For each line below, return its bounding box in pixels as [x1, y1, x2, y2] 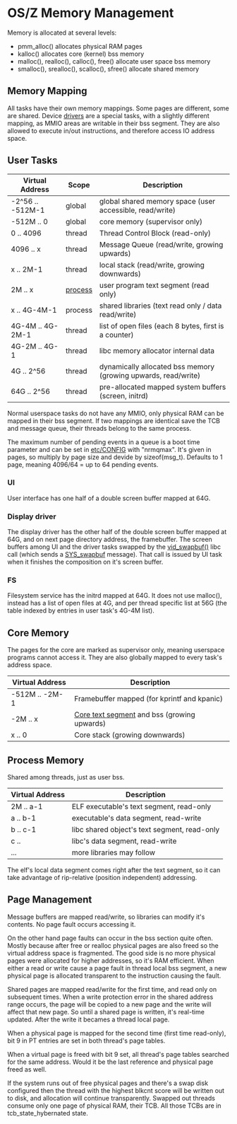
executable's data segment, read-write [71, 813, 202, 823]
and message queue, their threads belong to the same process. [7, 424, 192, 432]
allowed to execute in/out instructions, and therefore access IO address [7, 126, 215, 135]
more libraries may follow [71, 847, 156, 857]
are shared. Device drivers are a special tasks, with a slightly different [7, 111, 209, 120]
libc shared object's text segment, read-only [71, 825, 220, 835]
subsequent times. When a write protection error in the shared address [7, 992, 214, 1001]
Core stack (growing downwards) [73, 730, 186, 740]
